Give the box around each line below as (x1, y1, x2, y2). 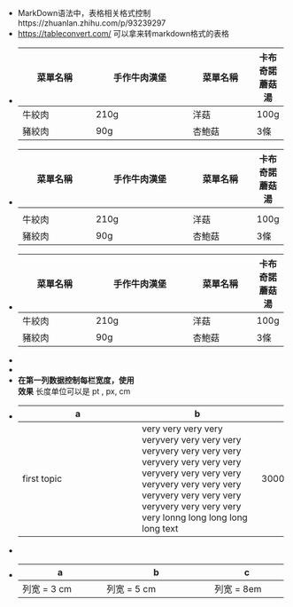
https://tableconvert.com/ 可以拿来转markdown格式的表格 (17, 28, 230, 38)
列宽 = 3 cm (21, 583, 73, 595)
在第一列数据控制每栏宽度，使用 (17, 375, 135, 385)
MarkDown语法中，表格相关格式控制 (17, 8, 151, 18)
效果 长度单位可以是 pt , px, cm (17, 386, 131, 397)
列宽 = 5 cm (105, 583, 157, 595)
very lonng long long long (141, 511, 248, 524)
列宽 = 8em (214, 583, 262, 595)
